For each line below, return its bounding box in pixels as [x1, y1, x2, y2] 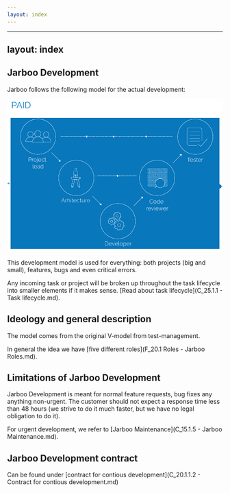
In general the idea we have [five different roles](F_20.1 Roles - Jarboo [7, 345, 205, 353]
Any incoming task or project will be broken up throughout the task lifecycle [7, 278, 220, 287]
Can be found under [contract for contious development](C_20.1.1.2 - [7, 470, 201, 479]
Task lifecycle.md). [7, 293, 60, 302]
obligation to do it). [7, 412, 60, 420]
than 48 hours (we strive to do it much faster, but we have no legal [7, 405, 194, 413]
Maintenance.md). [7, 433, 59, 441]
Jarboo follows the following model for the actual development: [7, 85, 186, 93]
